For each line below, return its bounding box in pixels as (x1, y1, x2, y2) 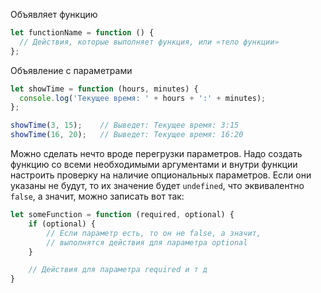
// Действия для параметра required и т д (28, 265, 208, 275)
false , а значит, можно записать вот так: (10, 190, 185, 202)
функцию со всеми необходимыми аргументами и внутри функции (10, 159, 298, 170)
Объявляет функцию (10, 9, 98, 20)
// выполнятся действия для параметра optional (46, 237, 248, 248)
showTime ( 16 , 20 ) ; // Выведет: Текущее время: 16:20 (10, 130, 244, 140)
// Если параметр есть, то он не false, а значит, (46, 228, 262, 238)
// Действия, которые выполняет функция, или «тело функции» (19, 37, 280, 47)
